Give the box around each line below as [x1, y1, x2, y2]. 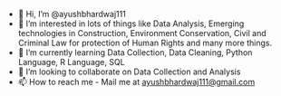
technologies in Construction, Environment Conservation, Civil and [17, 28, 266, 38]
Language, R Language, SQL [17, 57, 125, 67]
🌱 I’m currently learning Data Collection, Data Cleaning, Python [17, 47, 253, 58]
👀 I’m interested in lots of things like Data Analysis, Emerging [17, 18, 245, 29]
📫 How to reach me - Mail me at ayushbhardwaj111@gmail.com [17, 77, 256, 87]
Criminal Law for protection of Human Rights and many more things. [17, 37, 273, 48]
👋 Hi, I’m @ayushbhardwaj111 [17, 9, 127, 19]
